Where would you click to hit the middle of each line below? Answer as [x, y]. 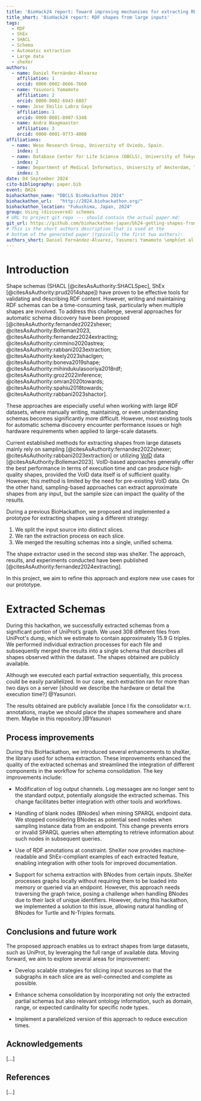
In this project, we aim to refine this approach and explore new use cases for [100, 578]
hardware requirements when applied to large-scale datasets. [82, 431]
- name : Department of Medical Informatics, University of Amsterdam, [101, 168]
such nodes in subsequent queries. [58, 839]
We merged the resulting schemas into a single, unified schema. [94, 542]
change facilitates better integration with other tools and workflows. [98, 802]
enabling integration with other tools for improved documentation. [96, 863]
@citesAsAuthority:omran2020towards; [55, 381]
